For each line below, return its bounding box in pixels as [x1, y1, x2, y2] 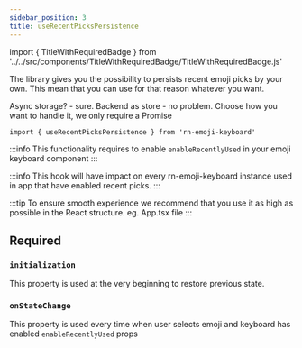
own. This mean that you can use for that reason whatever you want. [9, 83, 265, 94]
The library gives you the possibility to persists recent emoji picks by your [9, 73, 283, 84]
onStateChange [9, 301, 71, 311]
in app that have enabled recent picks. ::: [9, 179, 160, 190]
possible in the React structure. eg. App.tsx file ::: [9, 206, 192, 217]
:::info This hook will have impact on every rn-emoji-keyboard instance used [9, 170, 293, 181]
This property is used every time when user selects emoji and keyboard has [9, 319, 291, 330]
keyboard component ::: [9, 152, 98, 163]
